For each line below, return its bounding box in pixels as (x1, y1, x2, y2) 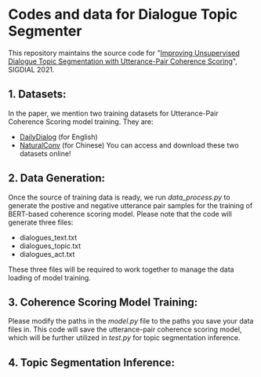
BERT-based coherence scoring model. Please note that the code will (8, 209, 233, 218)
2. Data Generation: (8, 171, 106, 185)
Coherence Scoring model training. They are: (8, 116, 154, 126)
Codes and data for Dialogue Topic (8, 5, 238, 24)
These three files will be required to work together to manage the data (8, 265, 234, 274)
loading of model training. (8, 273, 92, 282)
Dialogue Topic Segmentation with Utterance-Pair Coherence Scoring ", (8, 57, 237, 66)
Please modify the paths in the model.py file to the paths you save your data (8, 317, 254, 326)
